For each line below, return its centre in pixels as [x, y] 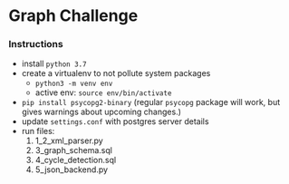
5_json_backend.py [72, 169]
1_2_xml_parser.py [69, 140]
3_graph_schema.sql [73, 150]
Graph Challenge [73, 16]
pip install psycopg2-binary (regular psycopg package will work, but [151, 102]
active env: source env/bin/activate [103, 92]
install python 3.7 [54, 63]
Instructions [36, 44]
